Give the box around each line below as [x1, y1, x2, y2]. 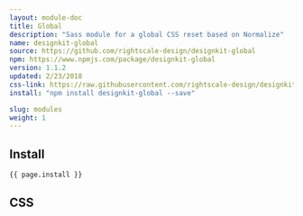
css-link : [9, 80, 47, 89]
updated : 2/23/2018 [9, 72, 83, 81]
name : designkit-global [9, 38, 99, 48]
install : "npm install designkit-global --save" [9, 88, 196, 97]
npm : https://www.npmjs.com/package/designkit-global [9, 55, 216, 64]
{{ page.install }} [9, 170, 83, 180]
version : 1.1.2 [9, 64, 67, 73]
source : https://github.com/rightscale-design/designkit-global [9, 47, 256, 56]
